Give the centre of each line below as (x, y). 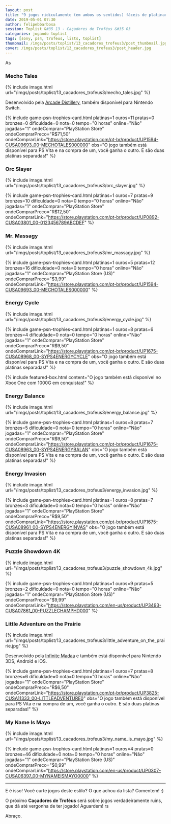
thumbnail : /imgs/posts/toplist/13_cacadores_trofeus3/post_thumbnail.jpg (86, 43)
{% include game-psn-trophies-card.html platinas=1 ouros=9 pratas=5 (79, 583)
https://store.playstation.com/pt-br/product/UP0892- (104, 217)
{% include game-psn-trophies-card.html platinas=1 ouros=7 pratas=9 (79, 195)
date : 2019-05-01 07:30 (31, 19)
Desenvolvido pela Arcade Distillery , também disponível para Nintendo (79, 102)
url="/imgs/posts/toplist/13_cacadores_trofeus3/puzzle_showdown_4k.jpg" (84, 568)
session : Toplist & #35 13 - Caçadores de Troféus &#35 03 (68, 29)
